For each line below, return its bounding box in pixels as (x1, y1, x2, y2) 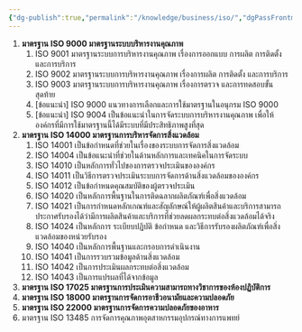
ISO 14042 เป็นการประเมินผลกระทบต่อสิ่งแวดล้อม (34, 261, 190, 272)
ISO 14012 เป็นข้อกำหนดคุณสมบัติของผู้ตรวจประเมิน (34, 180, 196, 190)
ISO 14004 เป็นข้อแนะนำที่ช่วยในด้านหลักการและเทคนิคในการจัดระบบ (34, 150, 249, 161)
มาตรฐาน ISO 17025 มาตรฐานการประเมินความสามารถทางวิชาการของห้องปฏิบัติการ (21, 281, 271, 292)
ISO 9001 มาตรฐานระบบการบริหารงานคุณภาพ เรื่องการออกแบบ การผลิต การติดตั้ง (34, 48, 282, 59)
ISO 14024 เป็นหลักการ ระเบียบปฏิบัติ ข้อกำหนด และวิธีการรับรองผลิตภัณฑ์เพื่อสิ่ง (34, 220, 281, 231)
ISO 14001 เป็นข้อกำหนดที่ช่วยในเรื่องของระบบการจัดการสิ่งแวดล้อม (34, 139, 240, 150)
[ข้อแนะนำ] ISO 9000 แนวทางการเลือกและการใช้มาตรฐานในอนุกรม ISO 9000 (34, 98, 279, 109)
